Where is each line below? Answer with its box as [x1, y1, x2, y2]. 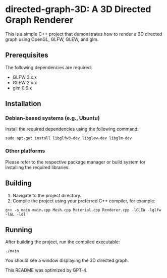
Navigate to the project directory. [12, 192, 82, 198]
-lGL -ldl [5, 212, 26, 217]
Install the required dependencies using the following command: [5, 126, 139, 132]
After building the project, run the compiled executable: [5, 239, 120, 245]
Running [5, 226, 33, 234]
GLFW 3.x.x [12, 74, 37, 80]
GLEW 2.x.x [12, 79, 37, 85]
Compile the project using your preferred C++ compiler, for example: [12, 198, 155, 204]
